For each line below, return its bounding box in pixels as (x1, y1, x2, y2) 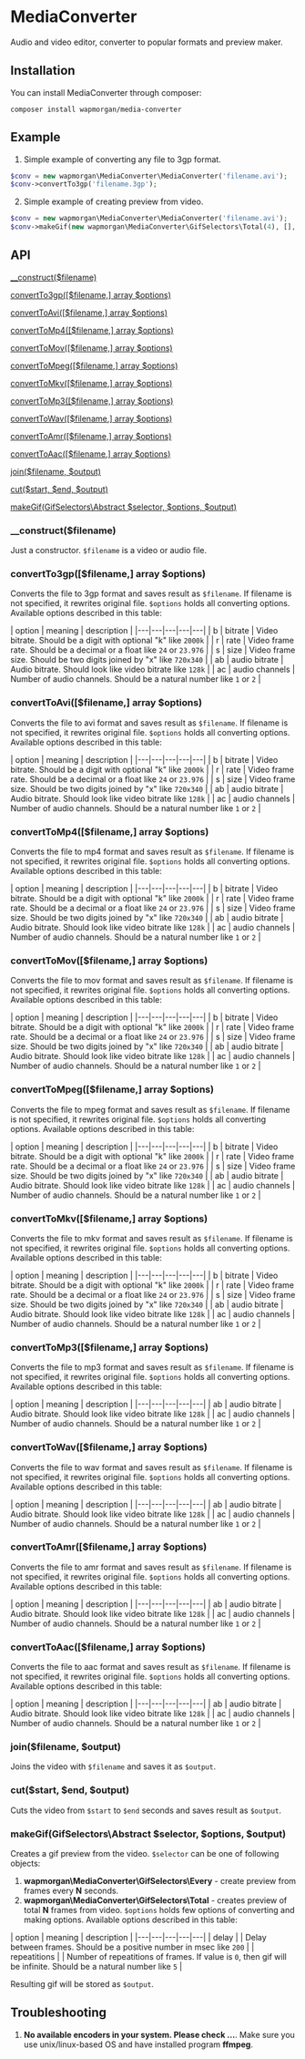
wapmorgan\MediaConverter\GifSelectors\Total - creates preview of (23, 1895, 288, 1906)
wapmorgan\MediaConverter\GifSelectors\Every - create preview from (23, 1876, 297, 1887)
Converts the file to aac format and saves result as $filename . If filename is (10, 1662, 291, 1673)
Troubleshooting (10, 2005, 107, 2021)
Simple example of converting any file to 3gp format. (23, 153, 221, 165)
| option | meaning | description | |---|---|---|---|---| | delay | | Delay (10, 1932, 267, 1943)
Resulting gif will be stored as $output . (10, 1979, 154, 1990)
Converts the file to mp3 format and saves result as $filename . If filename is (10, 1362, 294, 1373)
